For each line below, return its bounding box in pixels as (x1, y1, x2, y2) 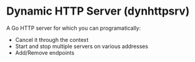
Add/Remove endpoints (15, 49, 75, 56)
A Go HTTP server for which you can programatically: (6, 24, 141, 32)
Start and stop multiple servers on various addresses (15, 43, 148, 50)
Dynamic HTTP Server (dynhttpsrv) (6, 4, 190, 18)
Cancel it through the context (15, 36, 89, 43)
